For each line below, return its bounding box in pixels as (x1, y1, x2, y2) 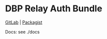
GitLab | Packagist (5, 19, 43, 25)
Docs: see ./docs (5, 29, 40, 35)
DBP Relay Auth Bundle (5, 3, 103, 14)
